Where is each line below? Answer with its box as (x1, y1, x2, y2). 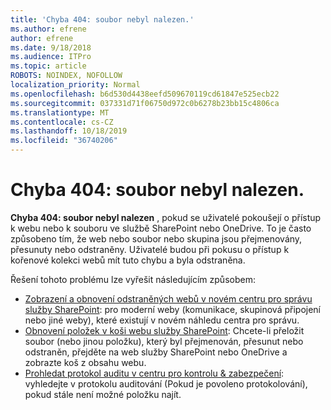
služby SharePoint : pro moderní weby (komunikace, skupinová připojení (24, 303, 322, 315)
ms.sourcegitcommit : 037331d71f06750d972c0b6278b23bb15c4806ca (10, 98, 280, 108)
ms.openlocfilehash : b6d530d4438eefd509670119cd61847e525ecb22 (10, 89, 280, 99)
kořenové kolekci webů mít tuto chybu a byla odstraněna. (10, 254, 246, 266)
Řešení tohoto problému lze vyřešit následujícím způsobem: (10, 273, 256, 285)
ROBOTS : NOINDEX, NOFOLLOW (10, 71, 123, 81)
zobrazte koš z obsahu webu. (24, 356, 147, 368)
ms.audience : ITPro (10, 52, 92, 62)
